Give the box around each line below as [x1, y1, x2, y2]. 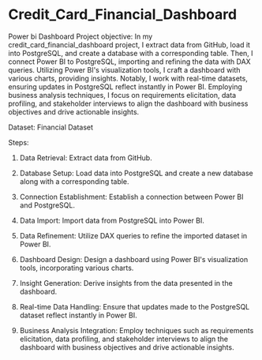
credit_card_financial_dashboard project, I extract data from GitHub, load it [8, 39, 251, 49]
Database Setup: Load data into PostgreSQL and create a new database [19, 168, 254, 178]
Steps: [8, 137, 29, 147]
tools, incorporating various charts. [19, 263, 134, 272]
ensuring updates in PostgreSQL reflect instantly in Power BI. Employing [8, 81, 243, 92]
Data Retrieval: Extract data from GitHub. [19, 152, 152, 163]
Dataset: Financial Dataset [8, 122, 93, 132]
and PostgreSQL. [19, 200, 75, 210]
